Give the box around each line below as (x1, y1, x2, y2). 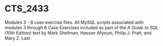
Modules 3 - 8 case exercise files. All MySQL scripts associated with (4, 19, 144, 25)
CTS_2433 (4, 3, 49, 14)
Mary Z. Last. (4, 35, 32, 41)
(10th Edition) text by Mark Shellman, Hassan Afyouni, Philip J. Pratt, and (4, 30, 152, 36)
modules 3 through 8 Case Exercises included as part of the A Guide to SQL (4, 24, 159, 30)
